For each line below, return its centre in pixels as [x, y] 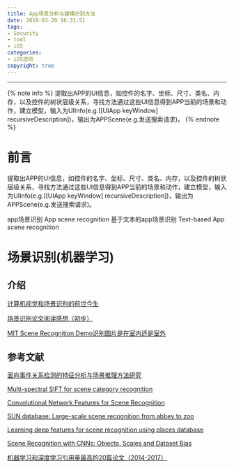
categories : [24, 53]
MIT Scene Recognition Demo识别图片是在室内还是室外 [86, 333]
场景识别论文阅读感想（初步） [50, 318]
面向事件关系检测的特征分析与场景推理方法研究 [74, 375]
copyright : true [31, 66]
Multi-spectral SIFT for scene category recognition [80, 389]
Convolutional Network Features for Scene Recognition [86, 403]
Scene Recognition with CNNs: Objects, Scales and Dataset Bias [100, 444]
